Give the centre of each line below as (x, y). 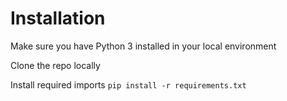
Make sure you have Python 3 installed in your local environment (143, 46)
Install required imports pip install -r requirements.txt (128, 84)
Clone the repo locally (55, 65)
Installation (58, 18)
